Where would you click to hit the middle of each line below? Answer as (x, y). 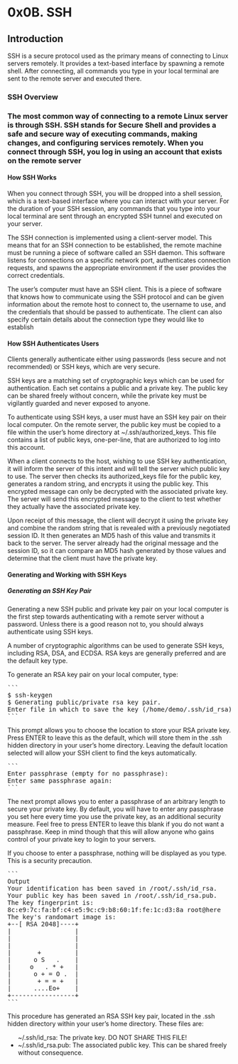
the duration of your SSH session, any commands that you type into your (114, 209)
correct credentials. (36, 276)
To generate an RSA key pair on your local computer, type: (93, 674)
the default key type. (38, 661)
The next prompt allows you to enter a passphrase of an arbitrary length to (117, 801)
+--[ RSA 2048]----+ (43, 924)
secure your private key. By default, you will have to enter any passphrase (115, 809)
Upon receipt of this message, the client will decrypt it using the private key (118, 520)
